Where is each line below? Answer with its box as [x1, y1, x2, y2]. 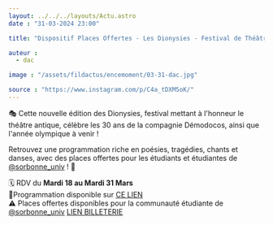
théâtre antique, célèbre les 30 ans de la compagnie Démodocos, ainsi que [8, 119, 260, 130]
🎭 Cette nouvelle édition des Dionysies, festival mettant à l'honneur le [8, 108, 245, 118]
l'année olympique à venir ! [8, 128, 99, 138]
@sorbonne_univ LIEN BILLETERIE [8, 206, 123, 216]
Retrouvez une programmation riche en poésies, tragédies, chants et [8, 144, 238, 154]
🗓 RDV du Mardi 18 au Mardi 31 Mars [8, 178, 134, 188]
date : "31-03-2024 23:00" [8, 19, 100, 28]
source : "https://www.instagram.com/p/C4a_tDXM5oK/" [8, 86, 195, 94]
